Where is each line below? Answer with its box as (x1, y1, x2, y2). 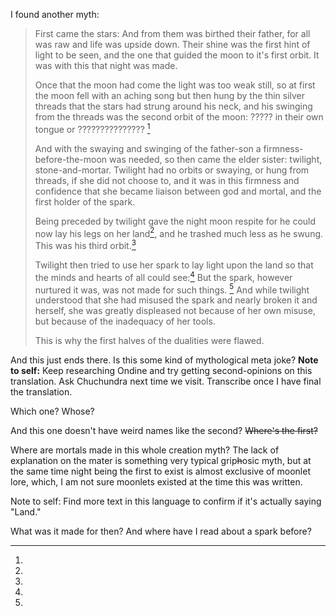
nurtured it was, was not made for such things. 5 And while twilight (34, 282, 310, 296)
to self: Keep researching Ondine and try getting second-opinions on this (10, 365, 313, 377)
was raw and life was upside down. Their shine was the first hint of (34, 39, 311, 50)
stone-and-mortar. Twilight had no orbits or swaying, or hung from (34, 164, 310, 176)
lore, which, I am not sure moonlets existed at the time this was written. (10, 476, 303, 488)
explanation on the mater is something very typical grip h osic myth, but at (10, 455, 312, 467)
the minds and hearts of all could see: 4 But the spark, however (34, 269, 293, 283)
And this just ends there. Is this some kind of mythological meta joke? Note (10, 354, 319, 366)
